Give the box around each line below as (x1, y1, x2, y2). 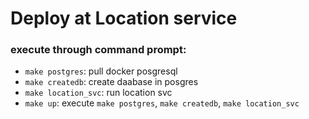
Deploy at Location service (10, 7, 238, 30)
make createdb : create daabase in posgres (24, 76, 199, 88)
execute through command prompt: (10, 43, 187, 57)
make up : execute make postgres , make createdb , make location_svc (24, 97, 300, 109)
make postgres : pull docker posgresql (24, 65, 178, 77)
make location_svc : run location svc (24, 87, 173, 99)
